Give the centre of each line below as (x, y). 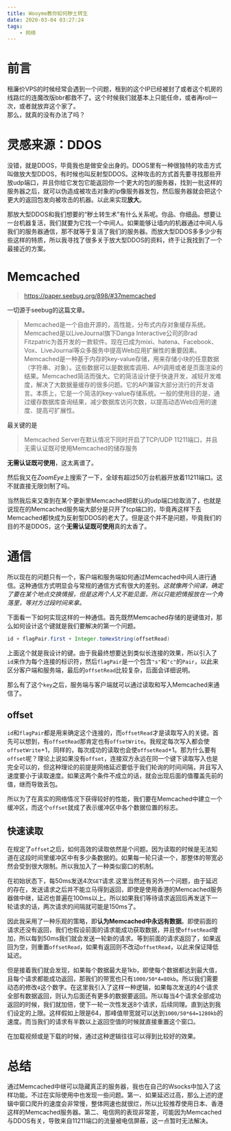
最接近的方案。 (28, 249)
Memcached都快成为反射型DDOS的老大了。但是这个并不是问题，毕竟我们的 (114, 518)
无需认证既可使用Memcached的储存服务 (81, 448)
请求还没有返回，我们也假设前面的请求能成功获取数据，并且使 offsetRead (110, 929)
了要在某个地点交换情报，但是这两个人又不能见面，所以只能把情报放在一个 (112, 594)
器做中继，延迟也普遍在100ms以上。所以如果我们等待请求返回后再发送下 (110, 898)
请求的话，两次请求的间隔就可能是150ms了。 (76, 906)
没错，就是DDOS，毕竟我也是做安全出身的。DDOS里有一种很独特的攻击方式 (114, 165)
